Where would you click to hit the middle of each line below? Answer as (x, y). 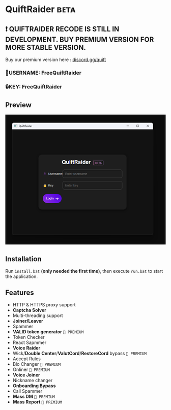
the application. (22, 276)
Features (20, 292)
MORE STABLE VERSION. (46, 48)
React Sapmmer (30, 342)
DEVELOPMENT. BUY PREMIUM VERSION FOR (80, 39)
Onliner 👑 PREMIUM (31, 369)
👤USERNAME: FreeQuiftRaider (43, 73)
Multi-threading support (38, 316)
